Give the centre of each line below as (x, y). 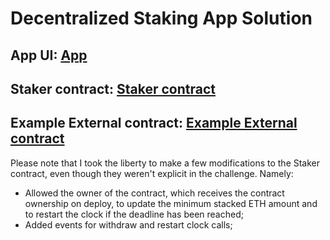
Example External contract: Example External (154, 123)
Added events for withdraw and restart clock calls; (128, 224)
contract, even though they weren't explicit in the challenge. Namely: (152, 173)
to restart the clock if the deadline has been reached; (134, 214)
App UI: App (49, 55)
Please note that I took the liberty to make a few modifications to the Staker (165, 163)
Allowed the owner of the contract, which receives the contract (154, 193)
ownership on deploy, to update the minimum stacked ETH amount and (171, 203)
